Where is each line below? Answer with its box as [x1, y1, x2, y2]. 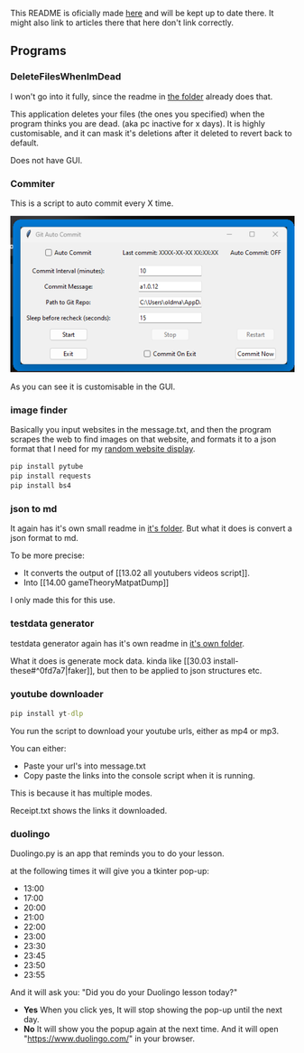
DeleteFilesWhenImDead [10, 70, 122, 83]
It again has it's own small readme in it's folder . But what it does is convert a [10, 523, 292, 534]
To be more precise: [10, 550, 85, 561]
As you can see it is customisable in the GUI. [10, 381, 176, 392]
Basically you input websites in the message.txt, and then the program [10, 424, 272, 435]
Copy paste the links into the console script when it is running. [23, 769, 255, 780]
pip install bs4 [10, 481, 71, 490]
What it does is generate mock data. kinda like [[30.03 [10, 655, 212, 666]
